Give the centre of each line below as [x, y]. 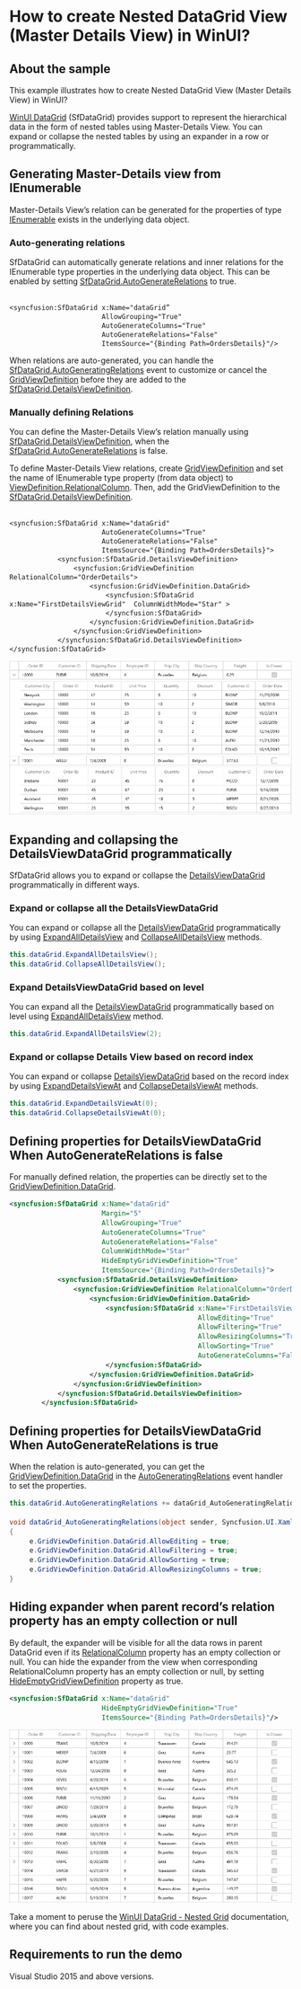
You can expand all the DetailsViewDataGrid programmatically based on [142, 1007]
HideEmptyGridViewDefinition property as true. [96, 1681]
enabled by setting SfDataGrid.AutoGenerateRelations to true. [123, 281]
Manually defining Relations [72, 412]
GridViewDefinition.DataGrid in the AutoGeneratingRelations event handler [146, 1476]
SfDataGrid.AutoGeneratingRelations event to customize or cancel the [138, 370]
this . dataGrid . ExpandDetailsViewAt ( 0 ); [84, 1104]
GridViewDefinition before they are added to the [98, 380]
